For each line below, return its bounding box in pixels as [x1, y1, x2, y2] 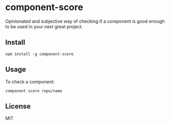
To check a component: [5, 79, 55, 85]
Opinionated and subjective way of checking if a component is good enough [5, 18, 165, 24]
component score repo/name [5, 88, 62, 93]
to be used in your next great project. [5, 23, 83, 29]
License [5, 102, 31, 110]
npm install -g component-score [5, 51, 74, 56]
